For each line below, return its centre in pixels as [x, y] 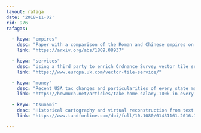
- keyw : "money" [32, 83]
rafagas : [17, 28]
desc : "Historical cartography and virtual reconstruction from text [106, 110]
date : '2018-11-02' [31, 17]
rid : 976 [17, 23]
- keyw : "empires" [35, 39]
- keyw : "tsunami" [35, 105]
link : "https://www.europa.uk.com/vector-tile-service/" [89, 72]
